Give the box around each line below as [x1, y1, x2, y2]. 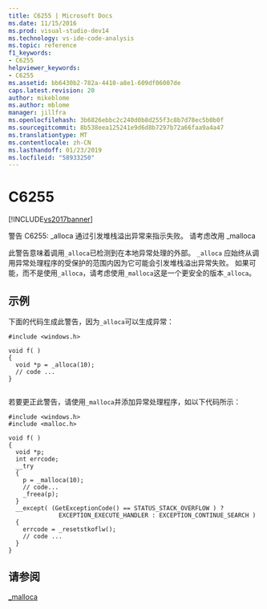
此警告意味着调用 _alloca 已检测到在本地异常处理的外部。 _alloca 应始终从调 [8, 248, 260, 258]
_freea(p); [22, 490, 59, 498]
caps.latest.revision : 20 [8, 86, 95, 95]
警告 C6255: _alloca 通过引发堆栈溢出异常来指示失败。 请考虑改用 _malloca [8, 231, 256, 241]
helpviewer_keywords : [8, 64, 81, 72]
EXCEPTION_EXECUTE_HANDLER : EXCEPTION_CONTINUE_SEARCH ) [59, 511, 257, 519]
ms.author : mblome [8, 101, 70, 109]
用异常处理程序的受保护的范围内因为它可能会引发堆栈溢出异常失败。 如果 [8, 258, 249, 268]
